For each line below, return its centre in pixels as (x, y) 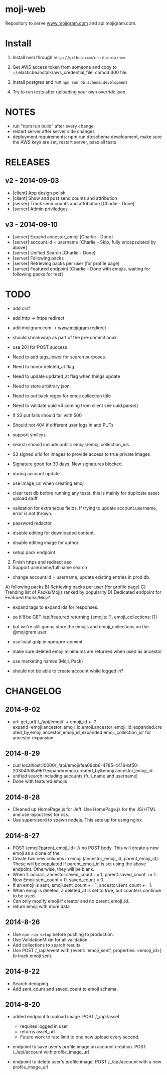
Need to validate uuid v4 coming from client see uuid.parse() (75, 406)
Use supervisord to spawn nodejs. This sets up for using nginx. (78, 820)
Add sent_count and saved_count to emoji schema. (65, 989)
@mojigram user (29, 632)
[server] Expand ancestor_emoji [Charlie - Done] (63, 236)
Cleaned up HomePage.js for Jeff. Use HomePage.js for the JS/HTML (84, 810)
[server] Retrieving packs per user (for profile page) (66, 263)
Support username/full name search (50, 567)
